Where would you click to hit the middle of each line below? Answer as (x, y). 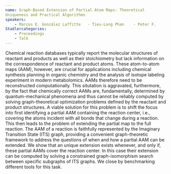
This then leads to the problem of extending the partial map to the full (78, 123)
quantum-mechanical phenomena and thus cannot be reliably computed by (84, 96)
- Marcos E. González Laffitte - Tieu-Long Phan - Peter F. (86, 24)
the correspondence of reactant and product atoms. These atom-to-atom (82, 64)
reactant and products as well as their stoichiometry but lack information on (85, 58)
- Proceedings (29, 34)
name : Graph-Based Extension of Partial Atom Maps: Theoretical (75, 10)
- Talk (21, 39)
